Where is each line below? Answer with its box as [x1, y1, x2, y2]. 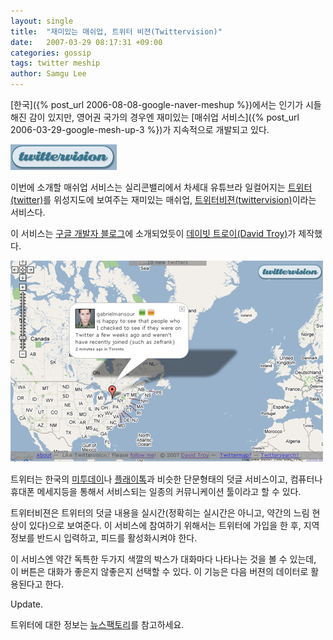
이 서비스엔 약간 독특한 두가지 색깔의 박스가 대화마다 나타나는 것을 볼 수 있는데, [10, 553, 317, 565]
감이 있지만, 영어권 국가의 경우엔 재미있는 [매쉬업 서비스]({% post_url [28, 111, 300, 123]
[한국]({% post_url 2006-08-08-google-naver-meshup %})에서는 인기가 [10, 99, 304, 110]
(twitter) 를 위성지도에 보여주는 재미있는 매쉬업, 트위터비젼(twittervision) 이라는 [10, 194, 317, 205]
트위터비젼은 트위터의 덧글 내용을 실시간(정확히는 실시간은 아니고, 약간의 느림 [10, 507, 310, 519]
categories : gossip [10, 48, 92, 58]
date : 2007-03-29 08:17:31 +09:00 [10, 37, 163, 47]
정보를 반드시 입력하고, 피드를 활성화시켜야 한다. [10, 532, 198, 544]
